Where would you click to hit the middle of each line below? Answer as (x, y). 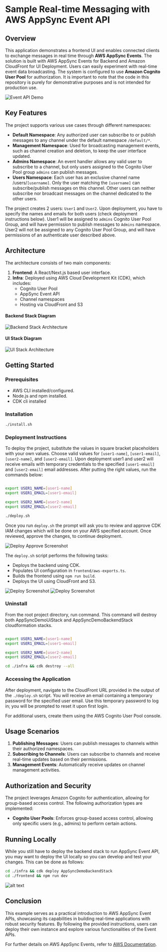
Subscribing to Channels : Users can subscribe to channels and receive (86, 754)
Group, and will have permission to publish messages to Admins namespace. (83, 224)
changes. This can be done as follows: (45, 862)
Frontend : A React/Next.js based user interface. (62, 272)
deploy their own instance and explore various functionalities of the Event (81, 929)
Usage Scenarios (32, 731)
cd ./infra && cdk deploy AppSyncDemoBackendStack (59, 871)
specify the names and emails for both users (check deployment (71, 213)
